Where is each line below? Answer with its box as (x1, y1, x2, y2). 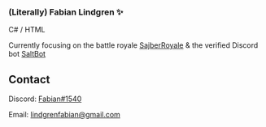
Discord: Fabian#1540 (8, 94, 82, 104)
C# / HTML (8, 25, 46, 35)
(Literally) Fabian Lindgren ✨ (8, 6, 124, 18)
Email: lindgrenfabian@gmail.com (8, 110, 120, 120)
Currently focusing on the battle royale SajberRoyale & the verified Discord (8, 40, 259, 50)
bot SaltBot (8, 49, 46, 59)
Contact (8, 72, 50, 87)
